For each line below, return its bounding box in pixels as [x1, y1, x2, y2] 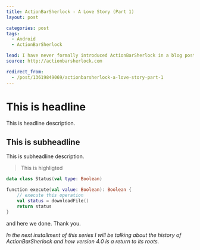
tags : [6, 30, 20, 36]
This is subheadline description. [6, 153, 85, 160]
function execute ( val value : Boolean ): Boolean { [6, 187, 132, 193]
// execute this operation [17, 192, 84, 198]
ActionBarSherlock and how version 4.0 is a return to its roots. [6, 237, 160, 245]
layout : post [6, 14, 39, 20]
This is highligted [20, 165, 63, 172]
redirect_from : [6, 69, 44, 75]
